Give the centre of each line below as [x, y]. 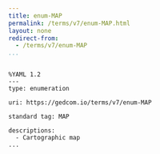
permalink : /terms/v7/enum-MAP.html [69, 23]
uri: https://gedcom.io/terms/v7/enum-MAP [80, 103]
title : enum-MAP [35, 16]
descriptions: [32, 131]
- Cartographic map [48, 138]
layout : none [30, 30]
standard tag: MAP [39, 117]
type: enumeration [39, 89]
